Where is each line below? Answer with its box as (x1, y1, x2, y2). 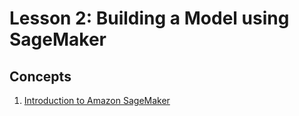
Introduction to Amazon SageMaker (23, 95, 171, 106)
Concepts (9, 68, 72, 85)
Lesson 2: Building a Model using (9, 7, 290, 30)
